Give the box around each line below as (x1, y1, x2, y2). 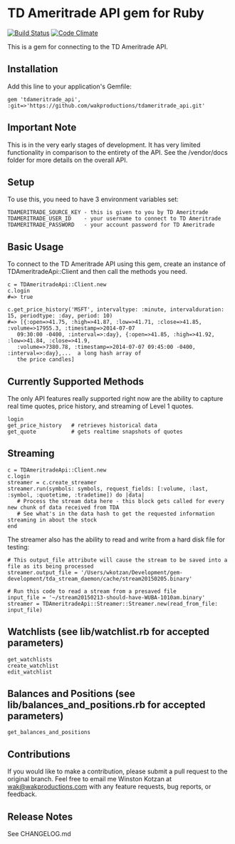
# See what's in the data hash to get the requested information (16, 510, 215, 517)
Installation (7, 63, 58, 76)
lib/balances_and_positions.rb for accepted (7, 699, 206, 711)
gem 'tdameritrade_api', (7, 96, 81, 103)
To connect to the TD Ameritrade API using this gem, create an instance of (7, 260, 226, 268)
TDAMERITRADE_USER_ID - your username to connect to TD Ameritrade (7, 215, 221, 223)
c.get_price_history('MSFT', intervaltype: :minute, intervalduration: (7, 306, 224, 313)
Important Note (7, 121, 77, 133)
